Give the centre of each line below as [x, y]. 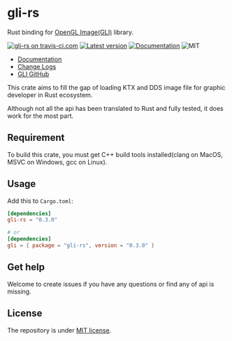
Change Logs [37, 66]
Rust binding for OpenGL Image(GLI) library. [71, 32]
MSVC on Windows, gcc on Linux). [57, 162]
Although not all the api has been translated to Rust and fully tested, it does [115, 108]
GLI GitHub [33, 74]
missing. [19, 291]
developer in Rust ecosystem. [50, 95]
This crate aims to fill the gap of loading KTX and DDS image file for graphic [116, 87]
